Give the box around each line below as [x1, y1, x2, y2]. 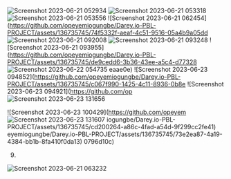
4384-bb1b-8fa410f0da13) [7, 138, 83, 145]
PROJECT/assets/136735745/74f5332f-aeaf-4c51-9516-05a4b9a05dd [7, 28, 209, 37]
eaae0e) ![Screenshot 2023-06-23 [109, 66, 208, 73]
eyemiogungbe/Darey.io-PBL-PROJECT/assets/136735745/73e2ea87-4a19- [7, 130, 223, 138]
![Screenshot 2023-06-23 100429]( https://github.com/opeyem [7, 108, 187, 116]
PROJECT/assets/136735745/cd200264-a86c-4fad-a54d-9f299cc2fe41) [7, 123, 216, 131]
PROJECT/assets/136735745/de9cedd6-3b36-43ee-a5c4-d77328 [7, 58, 197, 66]
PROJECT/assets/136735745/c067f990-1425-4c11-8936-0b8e [7, 80, 186, 88]
